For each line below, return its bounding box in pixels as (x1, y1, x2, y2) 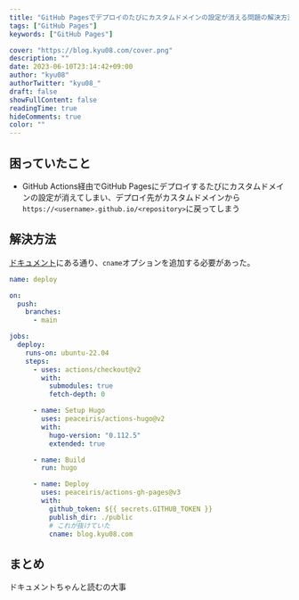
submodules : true (48, 382, 114, 390)
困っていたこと (9, 155, 91, 170)
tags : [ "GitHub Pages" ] (9, 21, 98, 30)
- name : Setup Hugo (32, 407, 105, 415)
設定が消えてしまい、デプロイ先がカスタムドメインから (37, 192, 241, 202)
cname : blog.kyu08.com (48, 530, 133, 538)
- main (32, 316, 58, 325)
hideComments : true (9, 112, 82, 121)
